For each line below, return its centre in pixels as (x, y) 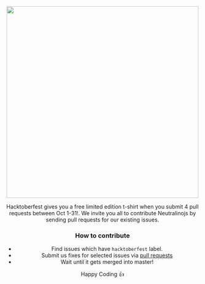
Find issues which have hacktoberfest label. (107, 249)
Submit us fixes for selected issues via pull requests (107, 255)
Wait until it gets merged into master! (107, 262)
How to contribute (102, 236)
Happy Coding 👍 (102, 274)
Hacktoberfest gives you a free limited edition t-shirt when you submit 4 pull (102, 207)
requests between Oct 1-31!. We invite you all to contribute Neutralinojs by (102, 213)
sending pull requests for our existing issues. (102, 220)
